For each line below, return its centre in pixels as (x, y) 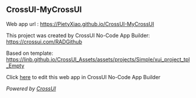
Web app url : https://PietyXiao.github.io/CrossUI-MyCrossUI (80, 24)
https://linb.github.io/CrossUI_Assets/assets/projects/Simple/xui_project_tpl (98, 59)
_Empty (15, 66)
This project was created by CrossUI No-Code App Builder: (78, 35)
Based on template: (30, 53)
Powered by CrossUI (31, 89)
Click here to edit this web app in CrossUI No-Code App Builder (83, 77)
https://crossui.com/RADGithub (44, 41)
